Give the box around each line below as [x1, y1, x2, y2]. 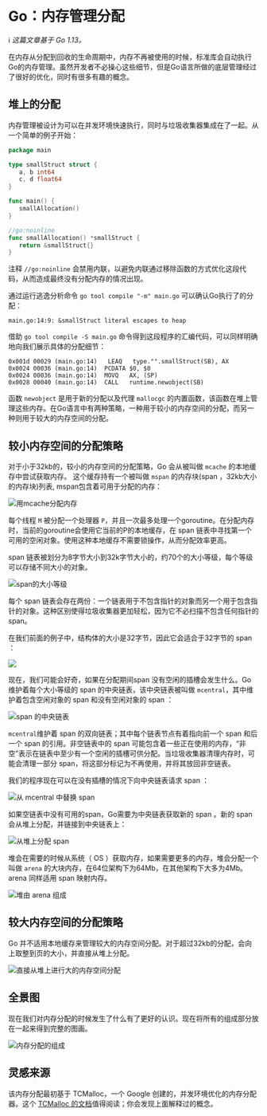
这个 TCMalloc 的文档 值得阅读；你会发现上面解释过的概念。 [21, 1098, 218, 1108]
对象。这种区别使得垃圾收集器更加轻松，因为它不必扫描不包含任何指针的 [21, 607, 259, 616]
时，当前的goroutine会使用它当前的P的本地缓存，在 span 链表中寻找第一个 [8, 525, 253, 535]
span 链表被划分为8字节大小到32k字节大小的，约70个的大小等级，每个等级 [8, 552, 253, 562]
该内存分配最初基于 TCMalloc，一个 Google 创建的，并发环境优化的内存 [8, 1089, 243, 1098]
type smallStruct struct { [8, 160, 98, 168]
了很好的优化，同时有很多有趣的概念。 [8, 72, 133, 81]
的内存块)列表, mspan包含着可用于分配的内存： [8, 481, 163, 491]
